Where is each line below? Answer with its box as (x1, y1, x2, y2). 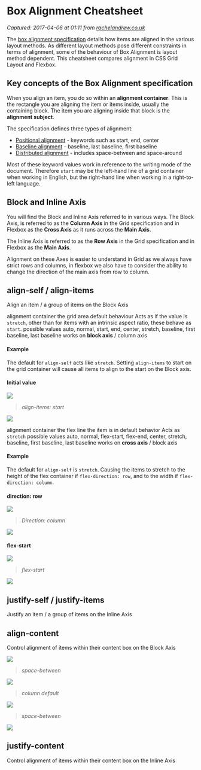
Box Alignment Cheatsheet (7, 4, 143, 18)
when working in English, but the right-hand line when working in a (7, 174, 172, 181)
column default (21, 690, 59, 697)
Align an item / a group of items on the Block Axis (7, 301, 129, 309)
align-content (7, 628, 59, 638)
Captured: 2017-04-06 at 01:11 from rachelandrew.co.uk (7, 24, 145, 31)
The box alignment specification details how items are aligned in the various (7, 35, 194, 42)
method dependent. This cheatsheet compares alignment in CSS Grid (7, 54, 178, 62)
